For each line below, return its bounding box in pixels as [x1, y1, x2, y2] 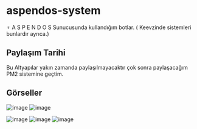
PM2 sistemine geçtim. [6, 70, 64, 78]
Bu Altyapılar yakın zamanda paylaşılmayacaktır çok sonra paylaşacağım [6, 64, 188, 71]
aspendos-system [6, 4, 101, 18]
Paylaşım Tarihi [6, 48, 66, 58]
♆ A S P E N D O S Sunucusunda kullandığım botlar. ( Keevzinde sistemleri [6, 24, 192, 31]
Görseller [6, 88, 43, 98]
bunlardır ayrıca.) [6, 30, 50, 37]
